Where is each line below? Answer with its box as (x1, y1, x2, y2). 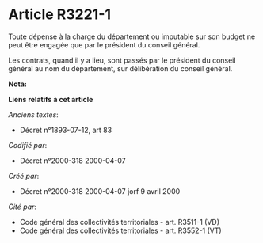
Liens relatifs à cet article (8, 94, 93, 104)
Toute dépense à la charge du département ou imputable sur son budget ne (8, 32, 256, 41)
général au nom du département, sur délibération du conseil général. (8, 63, 233, 73)
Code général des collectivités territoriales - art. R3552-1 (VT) (19, 226, 222, 235)
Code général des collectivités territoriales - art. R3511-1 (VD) (19, 217, 220, 226)
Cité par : (8, 202, 37, 211)
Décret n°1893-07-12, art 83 (19, 125, 112, 135)
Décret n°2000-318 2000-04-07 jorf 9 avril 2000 (19, 186, 181, 196)
